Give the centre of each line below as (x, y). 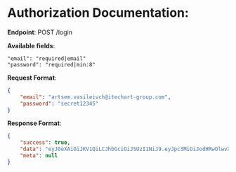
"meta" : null (39, 156)
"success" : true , (45, 143)
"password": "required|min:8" (52, 64)
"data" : (31, 149)
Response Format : (34, 123)
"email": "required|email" (47, 58)
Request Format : (32, 78)
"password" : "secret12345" (59, 103)
